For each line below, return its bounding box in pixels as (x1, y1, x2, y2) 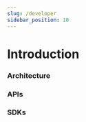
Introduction (7, 46, 80, 62)
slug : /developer (7, 10, 57, 17)
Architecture (7, 70, 51, 80)
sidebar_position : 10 (7, 17, 69, 23)
